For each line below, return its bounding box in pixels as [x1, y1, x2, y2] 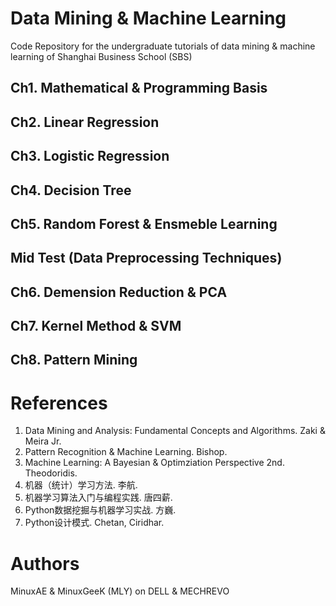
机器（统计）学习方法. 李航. [24, 479, 138, 491]
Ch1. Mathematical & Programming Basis [10, 80, 268, 97]
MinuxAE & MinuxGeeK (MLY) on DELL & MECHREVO [10, 585, 230, 597]
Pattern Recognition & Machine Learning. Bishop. [24, 446, 228, 458]
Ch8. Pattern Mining [10, 352, 138, 369]
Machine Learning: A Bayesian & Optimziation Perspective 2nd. [24, 457, 285, 469]
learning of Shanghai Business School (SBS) [10, 50, 193, 62]
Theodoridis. [24, 467, 78, 479]
